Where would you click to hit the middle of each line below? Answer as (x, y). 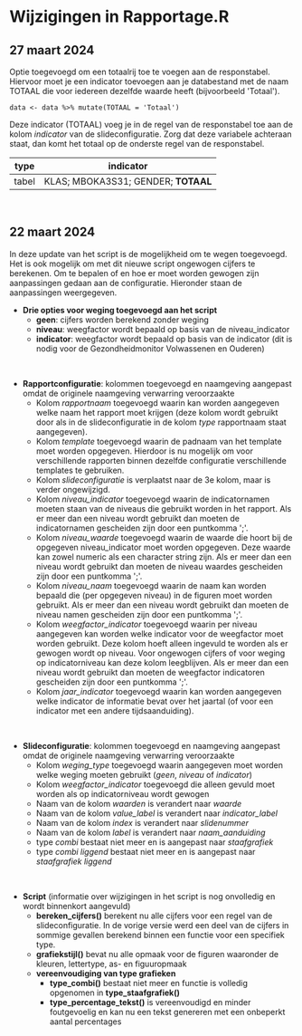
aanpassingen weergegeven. (63, 293)
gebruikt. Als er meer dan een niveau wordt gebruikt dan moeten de (162, 605)
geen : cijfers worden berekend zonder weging (123, 320)
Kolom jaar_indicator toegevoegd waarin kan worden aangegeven (159, 691)
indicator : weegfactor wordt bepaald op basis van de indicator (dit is (164, 339)
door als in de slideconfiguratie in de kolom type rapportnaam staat (161, 422)
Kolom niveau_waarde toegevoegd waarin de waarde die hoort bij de (164, 537)
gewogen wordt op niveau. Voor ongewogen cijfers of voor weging (160, 653)
